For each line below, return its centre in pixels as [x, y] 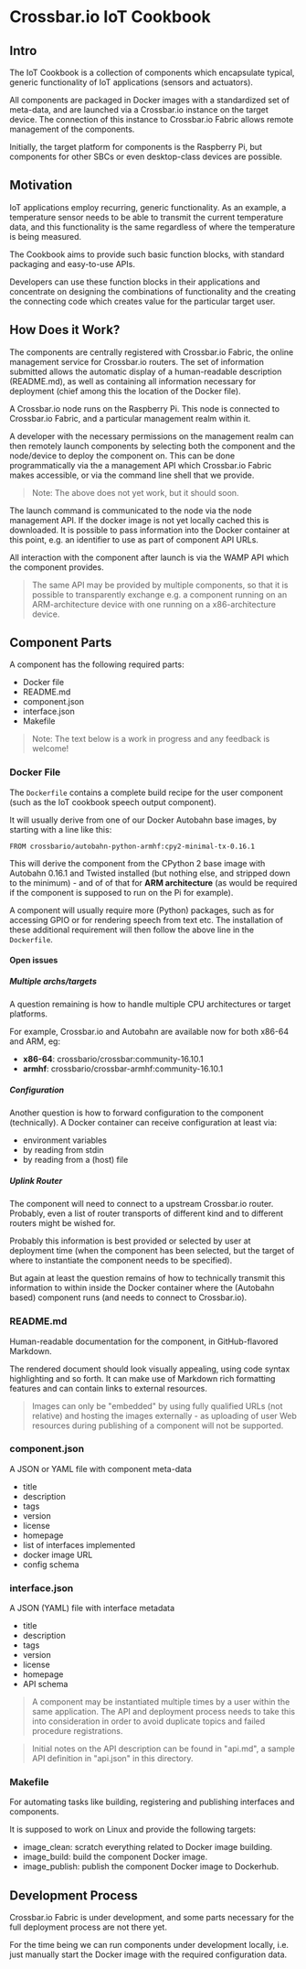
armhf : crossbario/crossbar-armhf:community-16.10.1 [123, 1069]
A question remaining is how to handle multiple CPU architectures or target [150, 1005]
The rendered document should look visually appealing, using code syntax [150, 1369]
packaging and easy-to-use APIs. [72, 264]
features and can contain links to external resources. [108, 1388]
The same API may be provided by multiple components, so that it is [160, 585]
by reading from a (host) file [75, 1160]
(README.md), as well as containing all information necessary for [133, 381]
